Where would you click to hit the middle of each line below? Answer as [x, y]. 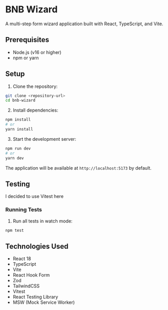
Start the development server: [44, 139]
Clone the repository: [35, 86]
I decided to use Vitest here [34, 196]
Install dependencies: [35, 110]
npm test [15, 230]
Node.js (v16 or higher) [37, 52]
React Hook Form [31, 275]
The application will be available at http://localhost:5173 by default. [78, 168]
